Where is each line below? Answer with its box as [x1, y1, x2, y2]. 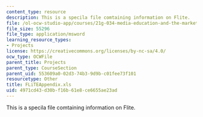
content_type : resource [6, 8, 66, 15]
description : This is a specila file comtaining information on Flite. [6, 14, 190, 21]
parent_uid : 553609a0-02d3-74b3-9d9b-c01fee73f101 [6, 71, 137, 77]
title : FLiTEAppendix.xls [6, 82, 71, 88]
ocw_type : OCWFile [6, 54, 53, 60]
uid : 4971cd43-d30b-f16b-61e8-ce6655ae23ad [6, 87, 118, 93]
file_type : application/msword [6, 31, 85, 37]
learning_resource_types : [6, 37, 71, 43]
